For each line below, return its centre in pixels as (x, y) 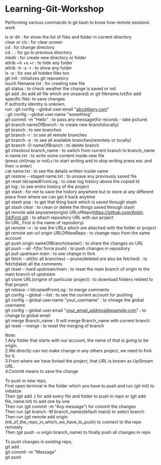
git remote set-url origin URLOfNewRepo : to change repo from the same (78, 233)
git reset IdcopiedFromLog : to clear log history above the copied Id (72, 181)
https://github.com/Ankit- (119, 212)
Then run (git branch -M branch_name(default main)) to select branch (75, 412)
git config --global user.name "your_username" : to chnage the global (74, 300)
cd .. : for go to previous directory (39, 52)
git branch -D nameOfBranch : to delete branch (52, 145)
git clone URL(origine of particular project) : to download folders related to (79, 279)
